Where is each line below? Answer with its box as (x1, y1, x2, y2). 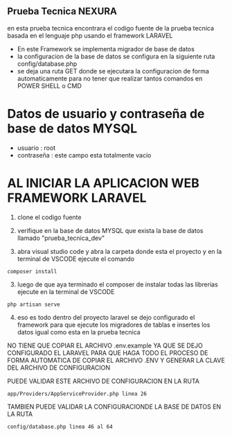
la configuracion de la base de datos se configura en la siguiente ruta (17, 52, 215, 60)
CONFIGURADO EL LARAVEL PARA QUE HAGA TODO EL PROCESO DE (7, 348, 209, 357)
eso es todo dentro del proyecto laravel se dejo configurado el (17, 313, 195, 321)
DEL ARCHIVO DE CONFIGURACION (7, 363, 111, 372)
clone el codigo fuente (17, 213, 82, 221)
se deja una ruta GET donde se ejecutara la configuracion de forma (17, 67, 210, 75)
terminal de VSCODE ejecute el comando (17, 255, 135, 263)
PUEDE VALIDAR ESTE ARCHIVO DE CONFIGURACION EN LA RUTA (7, 377, 199, 385)
